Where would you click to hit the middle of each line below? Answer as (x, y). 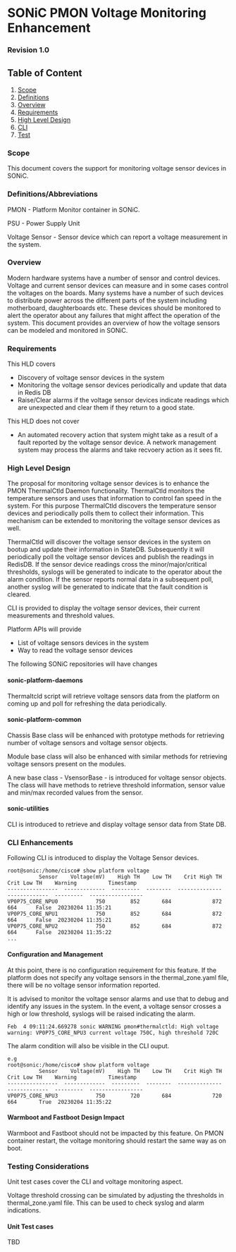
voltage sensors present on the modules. (67, 763)
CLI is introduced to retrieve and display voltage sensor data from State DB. (117, 824)
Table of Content (45, 73)
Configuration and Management (55, 954)
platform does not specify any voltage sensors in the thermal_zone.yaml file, (118, 977)
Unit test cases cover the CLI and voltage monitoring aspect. (95, 1182)
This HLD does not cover (43, 422)
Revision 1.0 (28, 50)
